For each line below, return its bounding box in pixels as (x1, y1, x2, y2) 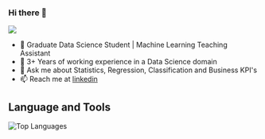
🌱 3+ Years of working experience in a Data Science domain (19, 57, 217, 67)
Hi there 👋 (8, 7, 48, 18)
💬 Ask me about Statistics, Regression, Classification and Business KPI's (19, 65, 257, 75)
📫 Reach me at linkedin (19, 75, 98, 84)
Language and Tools (8, 100, 111, 114)
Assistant (19, 48, 51, 58)
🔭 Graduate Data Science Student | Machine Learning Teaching (19, 40, 228, 50)
